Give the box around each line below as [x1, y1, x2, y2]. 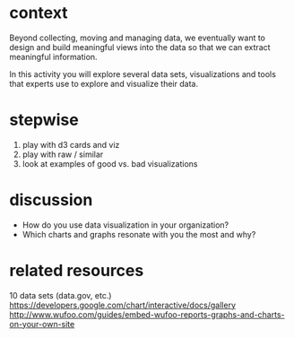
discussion [9, 190, 93, 211]
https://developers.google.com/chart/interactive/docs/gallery [9, 299, 236, 310]
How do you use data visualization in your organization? [22, 219, 229, 230]
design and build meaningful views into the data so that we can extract [9, 41, 271, 52]
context [9, 3, 69, 23]
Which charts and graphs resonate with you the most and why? [22, 229, 256, 239]
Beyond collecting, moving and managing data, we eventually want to [9, 32, 266, 43]
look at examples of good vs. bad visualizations [22, 158, 198, 169]
